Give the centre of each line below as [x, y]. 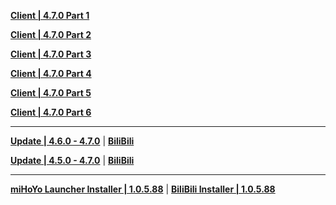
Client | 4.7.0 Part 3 [51, 54]
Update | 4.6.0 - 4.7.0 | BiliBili [72, 141]
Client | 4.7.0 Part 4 [51, 73]
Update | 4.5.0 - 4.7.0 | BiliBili [72, 160]
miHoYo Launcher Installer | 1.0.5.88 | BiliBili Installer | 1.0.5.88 [143, 189]
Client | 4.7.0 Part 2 [51, 34]
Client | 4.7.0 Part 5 [51, 93]
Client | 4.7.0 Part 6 [51, 112]
